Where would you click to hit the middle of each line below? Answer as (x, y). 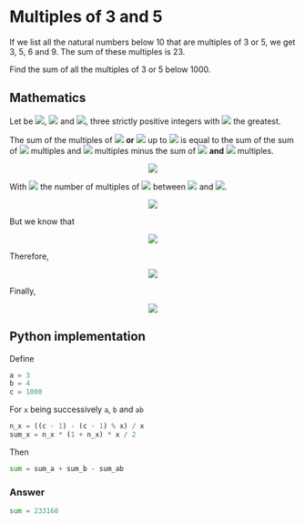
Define (22, 358)
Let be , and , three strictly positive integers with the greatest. (145, 121)
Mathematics (48, 98)
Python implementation (77, 337)
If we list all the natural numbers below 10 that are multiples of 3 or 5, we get (152, 42)
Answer (27, 492)
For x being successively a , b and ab (76, 410)
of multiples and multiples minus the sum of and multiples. (142, 150)
